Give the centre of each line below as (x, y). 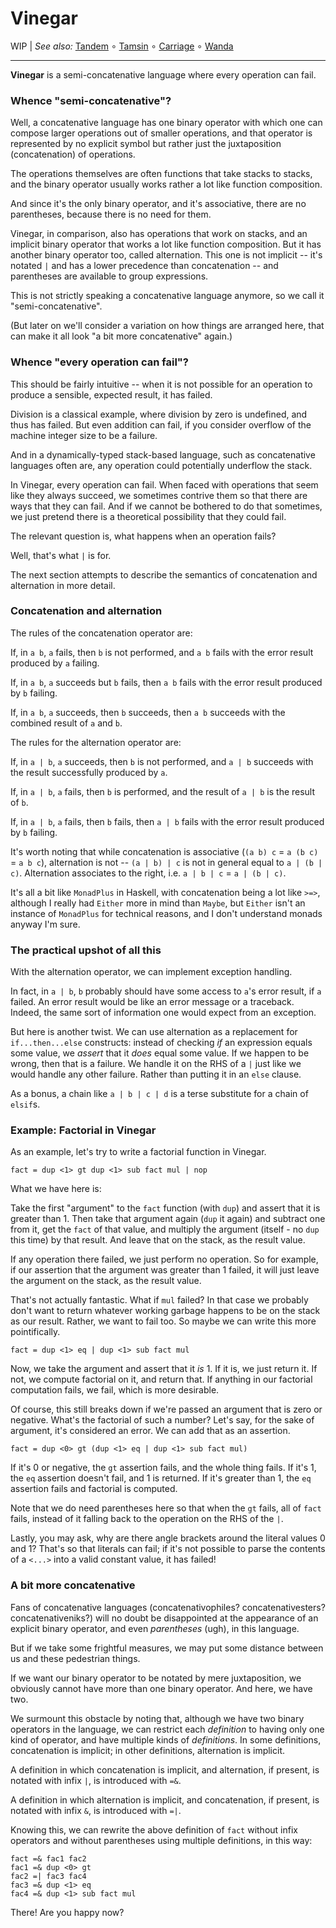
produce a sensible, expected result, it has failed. (111, 394)
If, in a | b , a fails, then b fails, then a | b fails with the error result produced (167, 821)
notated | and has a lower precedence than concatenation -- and (144, 266)
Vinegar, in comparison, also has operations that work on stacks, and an (159, 234)
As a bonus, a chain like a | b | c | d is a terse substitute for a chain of (159, 1094)
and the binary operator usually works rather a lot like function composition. (166, 184)
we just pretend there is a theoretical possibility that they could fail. (148, 516)
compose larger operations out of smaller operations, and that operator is (161, 133)
